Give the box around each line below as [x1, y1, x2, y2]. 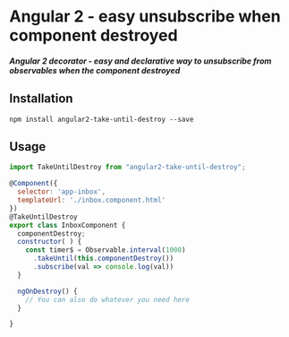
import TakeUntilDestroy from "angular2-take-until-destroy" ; [9, 163, 246, 172]
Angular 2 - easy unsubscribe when [9, 6, 281, 27]
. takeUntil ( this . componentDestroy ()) [32, 254, 174, 264]
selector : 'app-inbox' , [17, 187, 106, 196]
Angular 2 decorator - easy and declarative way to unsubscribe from [9, 56, 272, 66]
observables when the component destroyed [9, 65, 181, 75]
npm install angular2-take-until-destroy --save [9, 115, 194, 124]
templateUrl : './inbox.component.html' [17, 195, 166, 205]
